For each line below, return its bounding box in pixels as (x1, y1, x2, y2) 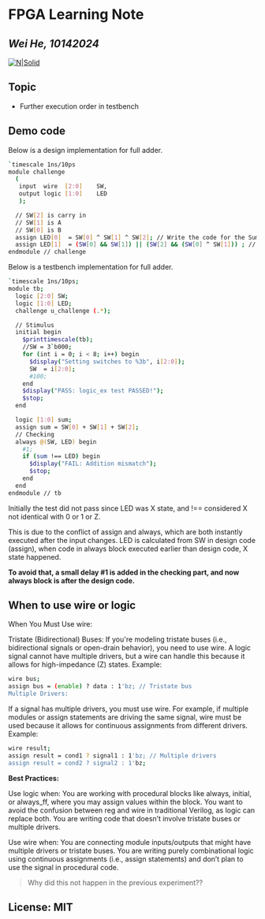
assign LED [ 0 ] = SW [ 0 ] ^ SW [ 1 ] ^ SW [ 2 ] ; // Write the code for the (15, 233, 245, 241)
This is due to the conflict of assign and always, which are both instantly (8, 526, 243, 537)
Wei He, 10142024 (8, 37, 100, 50)
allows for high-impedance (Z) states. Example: (8, 660, 162, 669)
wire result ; (8, 745, 51, 753)
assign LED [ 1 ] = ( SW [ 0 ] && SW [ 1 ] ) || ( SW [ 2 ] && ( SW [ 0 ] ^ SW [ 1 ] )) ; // (15, 240, 256, 249)
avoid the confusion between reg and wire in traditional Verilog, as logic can (8, 806, 256, 815)
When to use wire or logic (8, 599, 136, 612)
